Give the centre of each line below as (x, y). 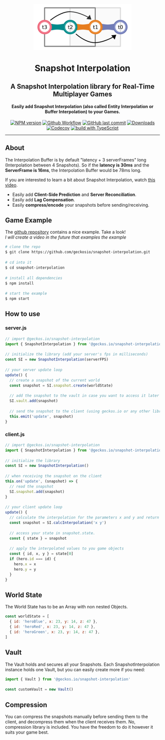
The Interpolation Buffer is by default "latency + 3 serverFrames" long (76, 160)
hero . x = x (25, 564)
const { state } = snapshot (38, 538)
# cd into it (18, 263)
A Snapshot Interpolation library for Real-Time (82, 86)
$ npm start (17, 299)
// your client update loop (34, 507)
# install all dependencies (34, 278)
